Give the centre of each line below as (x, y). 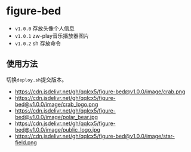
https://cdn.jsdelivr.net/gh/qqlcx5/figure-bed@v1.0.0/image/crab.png (100, 92)
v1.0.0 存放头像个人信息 (44, 28)
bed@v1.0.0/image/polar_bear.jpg (56, 117)
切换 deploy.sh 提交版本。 (37, 80)
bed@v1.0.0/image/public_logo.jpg (57, 129)
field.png (26, 142)
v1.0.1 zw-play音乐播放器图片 (52, 36)
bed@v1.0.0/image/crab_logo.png (56, 104)
